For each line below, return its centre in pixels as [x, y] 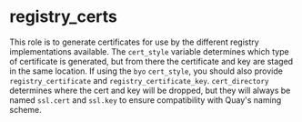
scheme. [26, 109]
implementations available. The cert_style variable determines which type [149, 51]
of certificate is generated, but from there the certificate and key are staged [151, 61]
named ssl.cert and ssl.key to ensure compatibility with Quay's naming [146, 100]
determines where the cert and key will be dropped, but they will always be [150, 90]
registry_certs [64, 17]
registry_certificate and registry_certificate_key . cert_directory [139, 80]
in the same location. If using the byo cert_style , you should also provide [146, 71]
